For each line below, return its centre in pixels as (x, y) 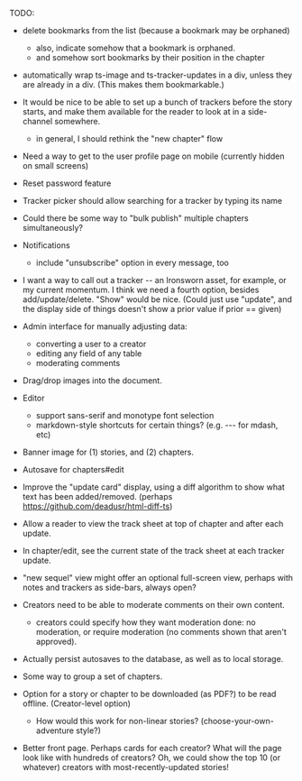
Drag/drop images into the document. (92, 381)
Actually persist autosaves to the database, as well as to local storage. (153, 659)
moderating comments (78, 363)
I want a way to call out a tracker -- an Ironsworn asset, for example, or (154, 280)
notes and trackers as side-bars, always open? (109, 587)
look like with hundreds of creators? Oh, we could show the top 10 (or (151, 758)
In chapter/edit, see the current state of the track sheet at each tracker (153, 551)
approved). (56, 641)
